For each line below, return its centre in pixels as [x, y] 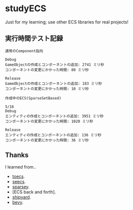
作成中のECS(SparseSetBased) [33, 98]
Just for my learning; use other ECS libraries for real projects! [67, 22]
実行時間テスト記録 [34, 39]
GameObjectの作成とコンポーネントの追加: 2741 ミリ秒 [55, 65]
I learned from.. [21, 167]
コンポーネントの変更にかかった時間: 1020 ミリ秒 [49, 121]
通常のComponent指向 [24, 51]
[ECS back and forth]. [34, 192]
